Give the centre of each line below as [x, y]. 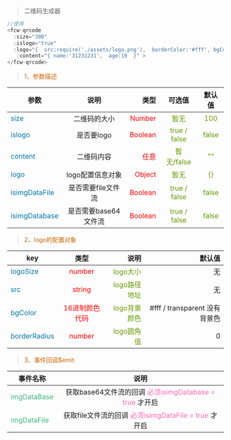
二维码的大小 [94, 119]
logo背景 [127, 308]
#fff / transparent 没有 [185, 308]
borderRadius [33, 336]
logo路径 [127, 285]
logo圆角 [127, 332]
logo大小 [127, 272]
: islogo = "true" [35, 43]
